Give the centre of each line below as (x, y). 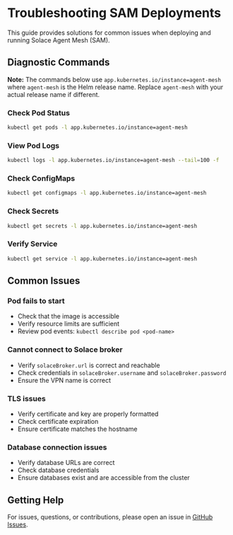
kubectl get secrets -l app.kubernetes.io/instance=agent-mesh (102, 226)
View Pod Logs (34, 145)
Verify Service (32, 244)
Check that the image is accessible (68, 316)
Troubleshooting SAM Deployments (114, 13)
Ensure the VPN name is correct (64, 380)
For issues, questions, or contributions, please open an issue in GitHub (110, 517)
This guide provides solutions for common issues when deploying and (109, 33)
